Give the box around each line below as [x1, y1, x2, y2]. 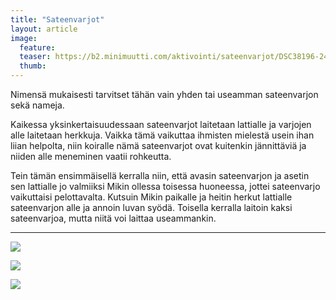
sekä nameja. [10, 99, 65, 111]
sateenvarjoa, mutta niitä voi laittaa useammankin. [10, 212, 217, 224]
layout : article [10, 24, 78, 34]
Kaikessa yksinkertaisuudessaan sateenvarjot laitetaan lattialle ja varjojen [10, 119, 312, 130]
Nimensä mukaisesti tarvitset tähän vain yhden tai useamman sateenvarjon [10, 89, 319, 100]
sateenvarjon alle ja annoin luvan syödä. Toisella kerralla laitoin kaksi [10, 202, 293, 213]
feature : [19, 42, 56, 53]
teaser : [19, 52, 52, 62]
